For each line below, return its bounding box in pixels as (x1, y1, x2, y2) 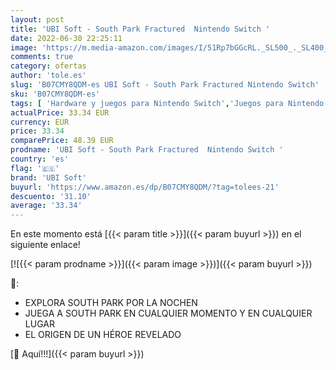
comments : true (10, 52, 74, 62)
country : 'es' (10, 154, 70, 164)
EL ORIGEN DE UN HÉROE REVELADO (24, 329, 182, 341)
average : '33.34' (10, 201, 83, 211)
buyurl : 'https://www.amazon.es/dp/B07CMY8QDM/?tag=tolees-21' (10, 182, 280, 192)
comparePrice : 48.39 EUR (10, 136, 114, 146)
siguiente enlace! (10, 239, 81, 251)
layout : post (10, 14, 65, 25)
